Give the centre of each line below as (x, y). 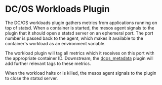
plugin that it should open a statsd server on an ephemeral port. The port (79, 33)
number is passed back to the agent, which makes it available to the (74, 38)
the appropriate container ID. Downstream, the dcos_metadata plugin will (80, 58)
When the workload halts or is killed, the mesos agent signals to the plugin (81, 73)
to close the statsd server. (32, 78)
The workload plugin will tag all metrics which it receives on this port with (80, 53)
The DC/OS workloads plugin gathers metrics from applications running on (81, 23)
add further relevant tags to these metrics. (48, 63)
